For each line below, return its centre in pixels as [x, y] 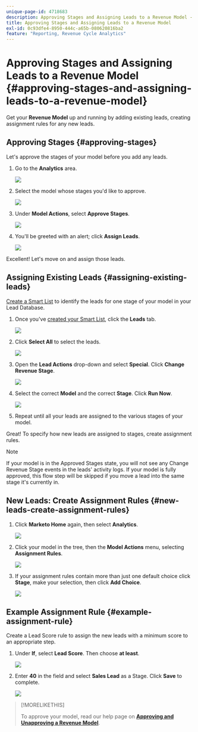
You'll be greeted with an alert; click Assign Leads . [77, 236]
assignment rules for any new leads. [51, 124]
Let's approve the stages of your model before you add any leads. [87, 157]
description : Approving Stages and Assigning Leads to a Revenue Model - [100, 17]
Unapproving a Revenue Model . [60, 723]
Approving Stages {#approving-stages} [81, 142]
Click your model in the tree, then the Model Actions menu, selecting [99, 547]
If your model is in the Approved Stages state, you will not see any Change [98, 463]
